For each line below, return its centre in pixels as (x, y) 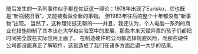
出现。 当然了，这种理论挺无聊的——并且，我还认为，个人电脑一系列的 (100, 23)
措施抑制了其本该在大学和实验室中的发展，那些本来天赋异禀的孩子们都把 (104, 31)
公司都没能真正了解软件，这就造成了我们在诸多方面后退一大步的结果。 (91, 45)
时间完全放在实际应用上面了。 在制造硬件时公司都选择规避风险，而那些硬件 (97, 38)
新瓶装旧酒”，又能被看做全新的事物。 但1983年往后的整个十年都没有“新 (100, 16)
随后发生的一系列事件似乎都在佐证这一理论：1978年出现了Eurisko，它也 (93, 9)
